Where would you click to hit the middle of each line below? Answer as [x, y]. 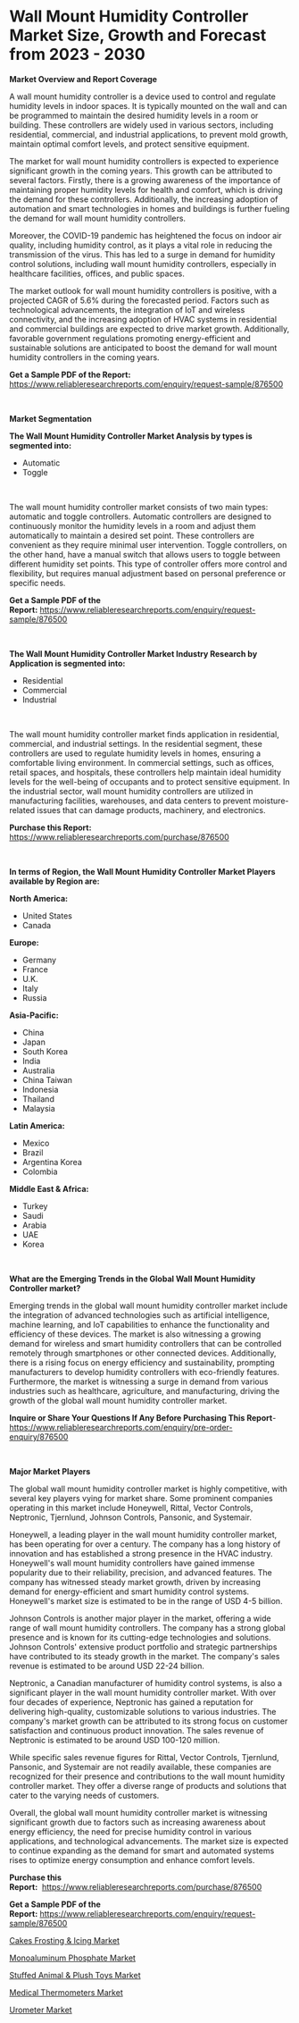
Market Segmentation [50, 418]
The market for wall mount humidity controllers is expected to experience [144, 161]
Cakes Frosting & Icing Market [65, 1940]
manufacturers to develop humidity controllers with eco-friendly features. [144, 1372]
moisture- [271, 801]
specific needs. [37, 583]
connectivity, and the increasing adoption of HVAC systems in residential [143, 319]
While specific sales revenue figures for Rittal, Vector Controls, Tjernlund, [144, 1757]
